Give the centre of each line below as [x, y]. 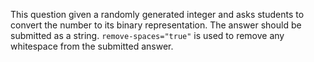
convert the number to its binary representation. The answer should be [156, 25]
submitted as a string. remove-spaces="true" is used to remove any [147, 35]
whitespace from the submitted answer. [92, 46]
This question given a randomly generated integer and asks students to [157, 14]
